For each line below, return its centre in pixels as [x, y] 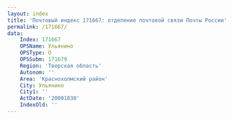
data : [15, 33]
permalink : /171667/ [37, 27]
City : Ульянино [42, 85]
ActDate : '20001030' [50, 99]
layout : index [28, 14]
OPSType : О [36, 53]
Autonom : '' [37, 72]
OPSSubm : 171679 [44, 59]
